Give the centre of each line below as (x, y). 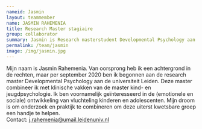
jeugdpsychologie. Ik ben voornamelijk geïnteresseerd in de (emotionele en (100, 93)
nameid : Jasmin (25, 12)
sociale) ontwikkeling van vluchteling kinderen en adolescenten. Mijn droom (100, 100)
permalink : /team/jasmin (37, 46)
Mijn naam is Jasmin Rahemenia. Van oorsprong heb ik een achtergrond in (99, 68)
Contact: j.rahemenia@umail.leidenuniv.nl (58, 119)
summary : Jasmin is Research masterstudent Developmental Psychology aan (101, 40)
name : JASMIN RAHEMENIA (36, 23)
